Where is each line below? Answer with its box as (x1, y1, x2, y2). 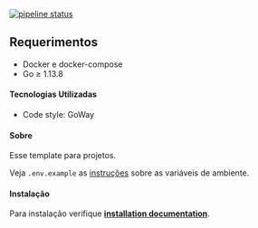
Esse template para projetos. (9, 150, 116, 161)
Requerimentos (9, 34, 99, 50)
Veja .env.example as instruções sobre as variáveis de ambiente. (9, 167, 250, 178)
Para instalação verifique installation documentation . (9, 208, 210, 219)
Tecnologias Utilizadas (9, 89, 98, 100)
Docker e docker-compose (22, 59, 123, 70)
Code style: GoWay (22, 109, 95, 120)
